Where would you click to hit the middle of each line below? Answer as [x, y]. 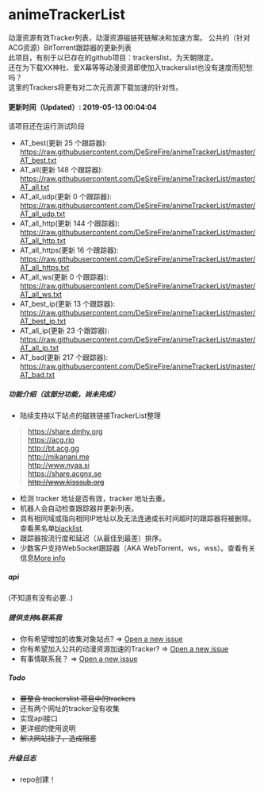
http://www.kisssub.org [66, 482]
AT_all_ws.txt [40, 295]
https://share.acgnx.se [65, 473]
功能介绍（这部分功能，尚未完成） [64, 394]
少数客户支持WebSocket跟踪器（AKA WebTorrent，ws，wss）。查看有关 [138, 548]
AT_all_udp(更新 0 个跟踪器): [66, 197]
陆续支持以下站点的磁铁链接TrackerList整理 [90, 415]
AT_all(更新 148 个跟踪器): [61, 170]
